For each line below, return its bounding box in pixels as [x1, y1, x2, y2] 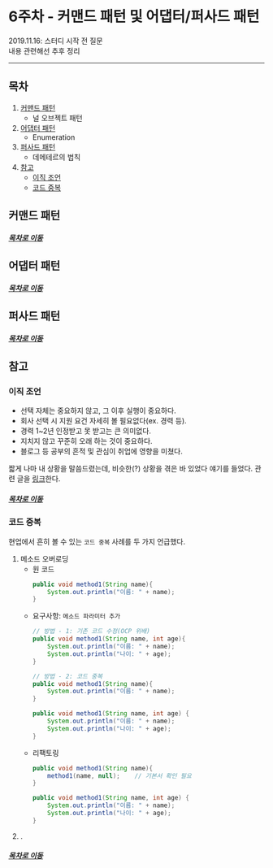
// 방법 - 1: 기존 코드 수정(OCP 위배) [32, 627, 150, 636]
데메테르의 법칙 [32, 152, 81, 162]
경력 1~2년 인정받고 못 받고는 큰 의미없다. [19, 426, 152, 436]
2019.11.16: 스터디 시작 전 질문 [8, 36, 103, 46]
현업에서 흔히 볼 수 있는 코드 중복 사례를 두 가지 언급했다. [8, 536, 186, 546]
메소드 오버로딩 [19, 553, 69, 563]
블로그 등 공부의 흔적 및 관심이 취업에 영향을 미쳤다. [19, 446, 183, 456]
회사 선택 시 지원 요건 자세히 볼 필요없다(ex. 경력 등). [19, 416, 187, 426]
